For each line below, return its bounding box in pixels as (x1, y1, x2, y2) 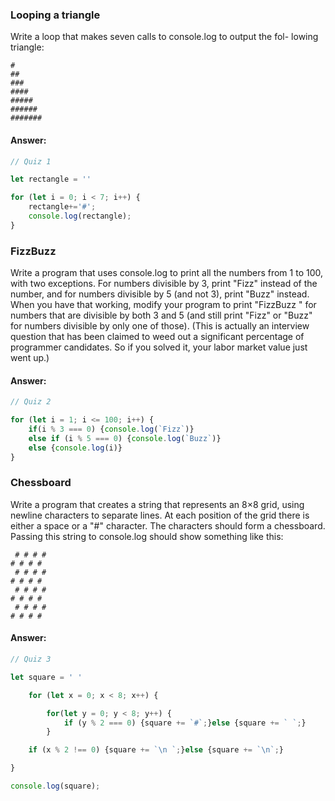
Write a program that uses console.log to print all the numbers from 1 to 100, (10, 267, 323, 279)
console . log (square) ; (10, 781, 101, 791)
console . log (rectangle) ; (28, 211, 132, 221)
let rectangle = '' (10, 174, 92, 185)
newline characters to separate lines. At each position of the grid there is (10, 509, 310, 521)
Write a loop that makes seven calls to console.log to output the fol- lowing (10, 31, 319, 43)
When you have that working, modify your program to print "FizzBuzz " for (10, 299, 317, 311)
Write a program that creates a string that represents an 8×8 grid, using (10, 498, 305, 510)
